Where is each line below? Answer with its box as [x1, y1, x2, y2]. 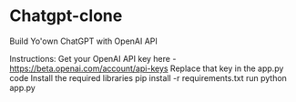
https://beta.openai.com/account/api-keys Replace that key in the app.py [9, 63, 284, 74]
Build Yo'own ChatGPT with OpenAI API [9, 36, 158, 46]
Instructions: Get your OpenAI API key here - [9, 53, 177, 64]
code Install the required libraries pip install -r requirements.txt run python [9, 72, 287, 83]
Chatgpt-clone [9, 5, 123, 26]
